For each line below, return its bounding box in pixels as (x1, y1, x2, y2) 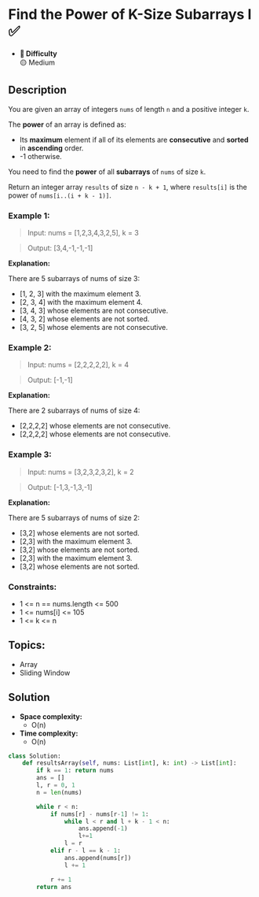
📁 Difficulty (19, 49, 57, 58)
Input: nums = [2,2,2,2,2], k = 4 (27, 360, 129, 369)
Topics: (8, 639, 46, 652)
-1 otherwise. (19, 151, 63, 161)
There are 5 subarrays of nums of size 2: (8, 513, 140, 522)
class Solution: (8, 752, 61, 760)
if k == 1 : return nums (36, 766, 114, 775)
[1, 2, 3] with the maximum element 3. (19, 289, 141, 298)
